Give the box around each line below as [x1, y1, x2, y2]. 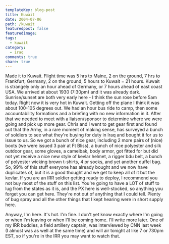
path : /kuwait [5, 21, 35, 27]
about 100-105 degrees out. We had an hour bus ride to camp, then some [5, 105, 158, 111]
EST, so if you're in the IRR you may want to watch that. [5, 233, 121, 239]
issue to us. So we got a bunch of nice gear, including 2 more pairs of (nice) [5, 137, 163, 143]
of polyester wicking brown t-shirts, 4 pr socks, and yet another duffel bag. [5, 159, 161, 165]
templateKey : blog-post [5, 7, 55, 13]
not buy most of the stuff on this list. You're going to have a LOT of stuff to [5, 180, 160, 186]
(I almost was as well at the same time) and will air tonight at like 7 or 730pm [5, 228, 164, 234]
